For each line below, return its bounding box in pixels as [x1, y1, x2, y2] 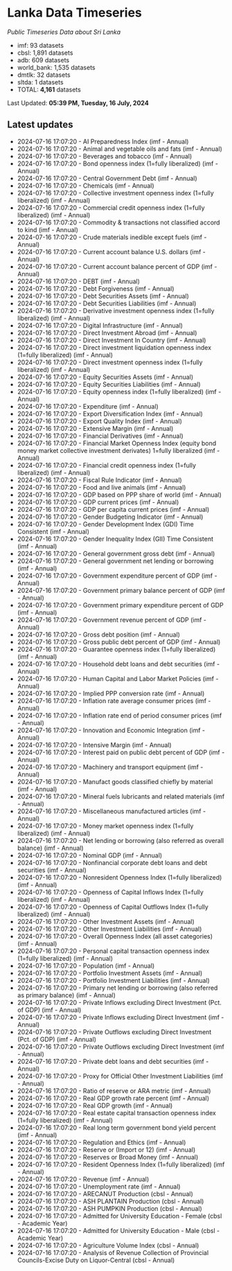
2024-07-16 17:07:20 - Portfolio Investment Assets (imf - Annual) [17, 968, 203, 977]
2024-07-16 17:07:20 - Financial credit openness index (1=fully [17, 461, 196, 469]
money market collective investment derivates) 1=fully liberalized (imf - [17, 446, 220, 454]
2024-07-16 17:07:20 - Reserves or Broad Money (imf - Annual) [17, 1153, 199, 1161]
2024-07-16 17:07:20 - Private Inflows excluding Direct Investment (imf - [17, 1013, 224, 1021]
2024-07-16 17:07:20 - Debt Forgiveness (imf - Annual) [17, 284, 175, 292]
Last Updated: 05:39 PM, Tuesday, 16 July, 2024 [7, 98, 149, 107]
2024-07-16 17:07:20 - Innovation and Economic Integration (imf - [17, 726, 206, 734]
